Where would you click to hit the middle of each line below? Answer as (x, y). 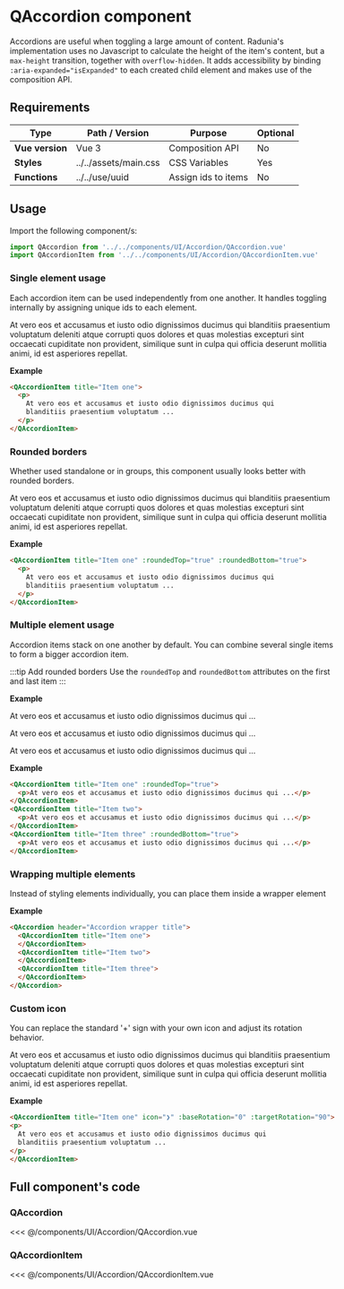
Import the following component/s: (74, 230)
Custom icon (39, 1008)
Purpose (209, 133)
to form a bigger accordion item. (70, 654)
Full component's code (75, 1186)
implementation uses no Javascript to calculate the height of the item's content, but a (168, 50)
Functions (36, 177)
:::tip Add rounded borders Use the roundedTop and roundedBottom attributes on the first (170, 671)
